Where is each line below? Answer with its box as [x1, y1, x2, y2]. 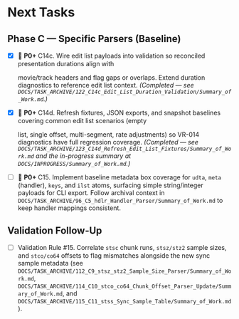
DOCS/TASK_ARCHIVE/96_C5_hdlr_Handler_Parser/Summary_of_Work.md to [17, 197, 223, 205]
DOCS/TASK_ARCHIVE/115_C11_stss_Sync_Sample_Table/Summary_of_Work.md [17, 298, 232, 305]
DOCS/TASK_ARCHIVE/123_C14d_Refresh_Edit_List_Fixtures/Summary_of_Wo [17, 145, 232, 153]
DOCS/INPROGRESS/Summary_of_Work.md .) [17, 159, 131, 168]
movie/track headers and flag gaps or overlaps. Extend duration [17, 73, 206, 82]
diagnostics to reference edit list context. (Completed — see [17, 81, 194, 90]
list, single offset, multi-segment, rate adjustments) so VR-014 [17, 130, 200, 139]
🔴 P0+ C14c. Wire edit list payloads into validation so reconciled [17, 51, 206, 60]
